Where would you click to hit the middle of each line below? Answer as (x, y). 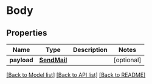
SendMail (53, 60)
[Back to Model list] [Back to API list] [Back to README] (76, 75)
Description (90, 50)
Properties (27, 33)
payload (21, 60)
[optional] (127, 60)
